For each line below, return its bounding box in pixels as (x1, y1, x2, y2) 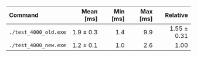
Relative (165, 11, 188, 19)
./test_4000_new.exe (9, 42, 66, 48)
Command (9, 11, 39, 19)
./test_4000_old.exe (9, 29, 66, 35)
